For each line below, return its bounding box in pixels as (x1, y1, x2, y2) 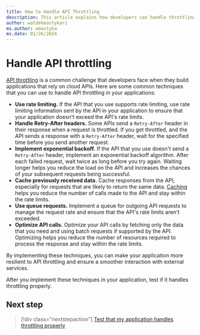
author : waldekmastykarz (6, 20, 68, 26)
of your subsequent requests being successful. (14, 171, 131, 178)
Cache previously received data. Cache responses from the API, (14, 177, 176, 184)
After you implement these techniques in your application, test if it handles (6, 276, 189, 284)
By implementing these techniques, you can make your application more (6, 252, 183, 259)
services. (6, 265, 29, 272)
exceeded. (14, 215, 41, 222)
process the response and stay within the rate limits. (14, 240, 143, 248)
